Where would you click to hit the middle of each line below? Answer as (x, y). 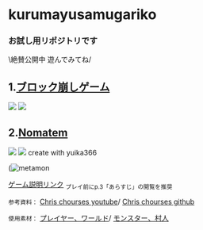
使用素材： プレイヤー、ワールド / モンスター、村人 (88, 218)
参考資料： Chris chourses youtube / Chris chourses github (101, 201)
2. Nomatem (38, 132)
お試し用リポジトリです (53, 41)
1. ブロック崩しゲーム (59, 87)
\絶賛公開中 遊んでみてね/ (50, 59)
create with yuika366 (62, 153)
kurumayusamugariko (82, 15)
